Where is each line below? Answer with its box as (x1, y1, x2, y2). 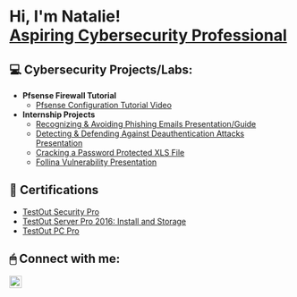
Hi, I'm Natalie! (9, 6, 121, 27)
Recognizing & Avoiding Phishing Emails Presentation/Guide (35, 119, 257, 129)
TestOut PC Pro (21, 225, 80, 236)
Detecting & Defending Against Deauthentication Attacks (35, 128, 245, 139)
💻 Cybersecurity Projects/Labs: (9, 62, 193, 77)
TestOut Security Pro (21, 206, 100, 216)
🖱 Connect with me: (9, 251, 121, 267)
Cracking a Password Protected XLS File (35, 148, 185, 157)
